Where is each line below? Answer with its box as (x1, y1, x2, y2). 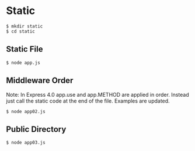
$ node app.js (6, 59, 41, 65)
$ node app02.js (6, 108, 46, 114)
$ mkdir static (6, 23, 43, 29)
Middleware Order (6, 76, 74, 86)
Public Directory (6, 124, 67, 134)
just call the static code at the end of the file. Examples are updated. (6, 97, 170, 104)
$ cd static (6, 28, 35, 34)
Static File (6, 44, 43, 54)
